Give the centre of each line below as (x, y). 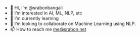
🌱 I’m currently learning (34, 18)
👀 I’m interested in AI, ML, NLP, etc (46, 13)
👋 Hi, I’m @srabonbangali (36, 8)
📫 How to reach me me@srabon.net (48, 29)
